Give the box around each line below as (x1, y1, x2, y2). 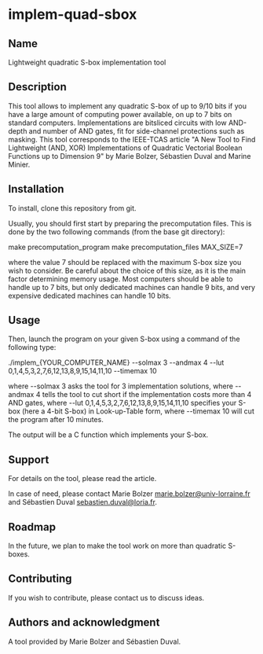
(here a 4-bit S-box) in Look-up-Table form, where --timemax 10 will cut (22, 406, 255, 416)
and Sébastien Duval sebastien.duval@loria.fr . (8, 498, 157, 507)
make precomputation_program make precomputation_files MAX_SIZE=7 (8, 242, 243, 252)
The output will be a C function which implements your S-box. (8, 430, 209, 439)
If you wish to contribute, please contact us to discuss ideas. (8, 593, 205, 602)
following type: (8, 343, 57, 352)
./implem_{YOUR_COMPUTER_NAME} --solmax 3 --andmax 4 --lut (8, 358, 225, 367)
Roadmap (8, 520, 57, 534)
